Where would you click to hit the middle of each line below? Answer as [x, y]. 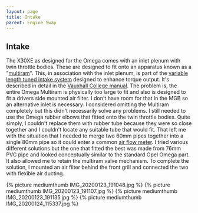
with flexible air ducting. [35, 173]
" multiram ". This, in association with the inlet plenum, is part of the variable [97, 73]
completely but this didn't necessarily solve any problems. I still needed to [96, 111]
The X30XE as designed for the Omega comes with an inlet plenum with [93, 61]
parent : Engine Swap [32, 22]
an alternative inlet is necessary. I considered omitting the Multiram [88, 104]
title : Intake [24, 17]
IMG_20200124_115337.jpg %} [42, 204]
